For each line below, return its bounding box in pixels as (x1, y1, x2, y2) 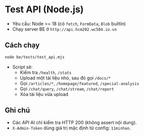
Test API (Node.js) (5, 4, 84, 15)
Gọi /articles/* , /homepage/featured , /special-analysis (19, 80, 139, 86)
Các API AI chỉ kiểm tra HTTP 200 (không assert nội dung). (12, 120, 137, 126)
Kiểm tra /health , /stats (19, 69, 72, 75)
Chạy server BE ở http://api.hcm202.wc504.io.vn (12, 26, 117, 32)
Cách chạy (5, 41, 40, 50)
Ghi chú (5, 106, 30, 115)
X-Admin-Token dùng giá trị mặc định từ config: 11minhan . (12, 125, 131, 131)
